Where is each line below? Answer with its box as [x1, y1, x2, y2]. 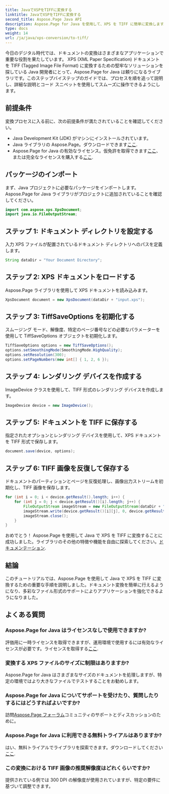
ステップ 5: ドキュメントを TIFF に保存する [5, 418, 138, 427]
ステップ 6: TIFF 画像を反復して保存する [5, 464, 130, 472]
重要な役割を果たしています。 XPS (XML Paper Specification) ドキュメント [5, 56, 160, 62]
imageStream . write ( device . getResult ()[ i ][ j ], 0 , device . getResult [23, 509, 165, 514]
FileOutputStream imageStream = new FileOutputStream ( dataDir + [23, 504, 161, 509]
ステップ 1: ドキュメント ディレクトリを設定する [5, 227, 153, 236]
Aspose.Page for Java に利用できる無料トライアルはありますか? [5, 732, 162, 739]
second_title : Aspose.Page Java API [5, 17, 82, 22]
